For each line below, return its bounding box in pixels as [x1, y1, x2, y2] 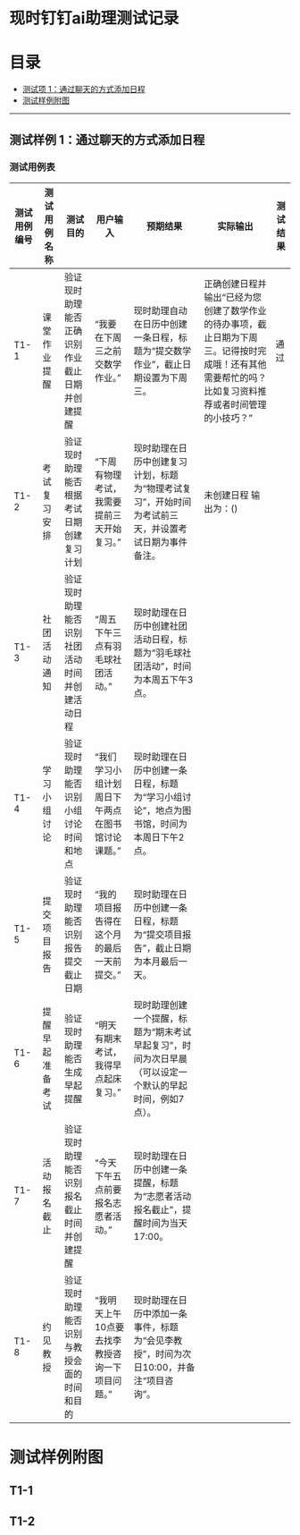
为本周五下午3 [133, 673, 194, 685]
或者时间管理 [212, 398, 267, 411]
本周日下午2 [133, 831, 185, 844]
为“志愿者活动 [133, 1190, 192, 1202]
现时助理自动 [133, 304, 187, 317]
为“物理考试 [133, 482, 183, 495]
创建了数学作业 [204, 304, 267, 317]
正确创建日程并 [204, 277, 267, 290]
